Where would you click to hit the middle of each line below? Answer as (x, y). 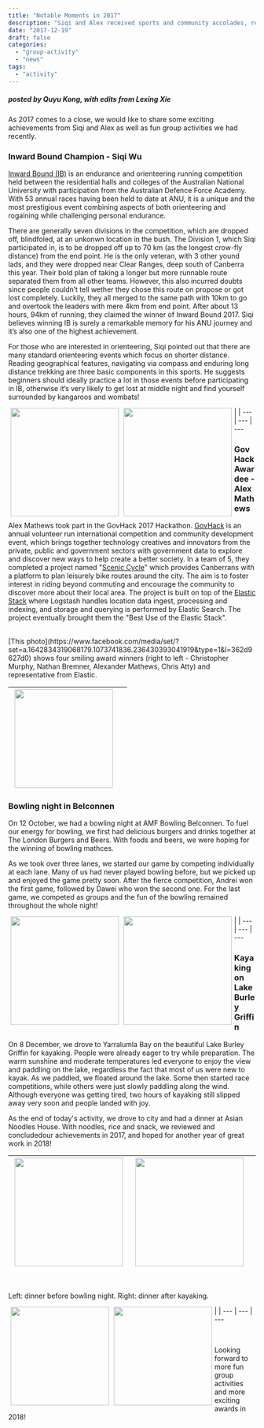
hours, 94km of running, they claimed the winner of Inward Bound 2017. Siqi (131, 314)
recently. (22, 136)
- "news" (29, 60)
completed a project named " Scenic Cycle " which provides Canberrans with (132, 568)
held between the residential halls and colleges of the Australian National (126, 181)
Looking (228, 1350)
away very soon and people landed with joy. (79, 1103)
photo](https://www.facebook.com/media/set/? (103, 641)
